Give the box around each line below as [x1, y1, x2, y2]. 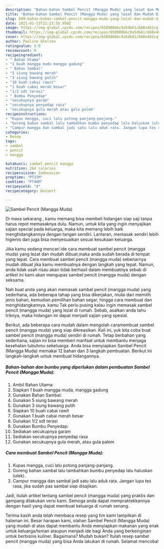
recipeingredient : [5, 52, 43, 58]
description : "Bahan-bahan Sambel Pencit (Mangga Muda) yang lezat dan [5, 7, 154, 12]
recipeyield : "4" [5, 184, 41, 189]
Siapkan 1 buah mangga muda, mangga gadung [12, 387, 109, 393]
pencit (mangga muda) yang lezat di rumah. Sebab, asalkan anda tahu [5, 307, 146, 313]
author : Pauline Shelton [5, 39, 56, 44]
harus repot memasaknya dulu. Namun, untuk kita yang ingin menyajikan [5, 221, 151, 227]
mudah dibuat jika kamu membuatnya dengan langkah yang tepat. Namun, [5, 261, 155, 267]
